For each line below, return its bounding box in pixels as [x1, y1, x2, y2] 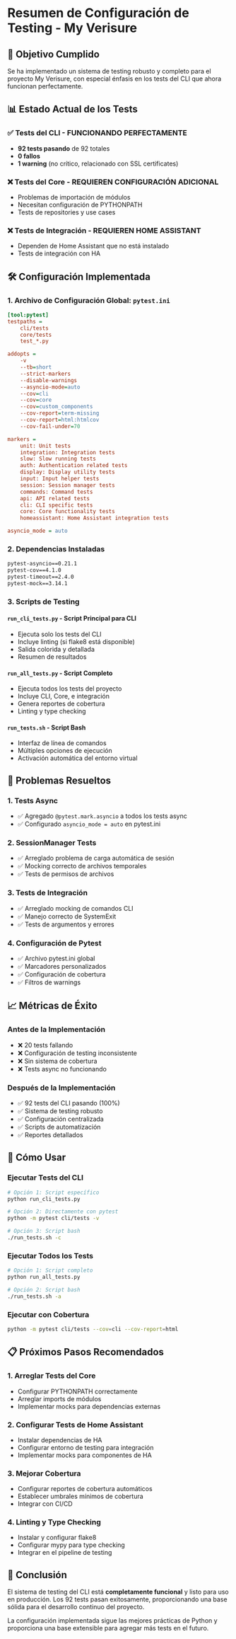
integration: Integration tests [20, 449, 115, 456]
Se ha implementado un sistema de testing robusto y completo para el [7, 67, 211, 75]
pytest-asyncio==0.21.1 [7, 560, 78, 568]
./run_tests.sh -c [7, 1234, 61, 1241]
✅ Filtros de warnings [17, 978, 81, 987]
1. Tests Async [7, 795, 59, 805]
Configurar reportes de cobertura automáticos [17, 1485, 153, 1493]
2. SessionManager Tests [7, 838, 97, 848]
